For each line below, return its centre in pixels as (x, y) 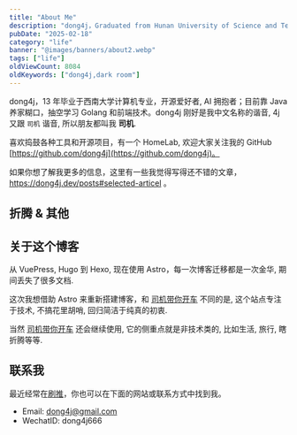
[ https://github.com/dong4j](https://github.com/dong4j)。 (114, 153)
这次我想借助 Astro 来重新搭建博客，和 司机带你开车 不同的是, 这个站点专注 (145, 299)
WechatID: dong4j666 (62, 420)
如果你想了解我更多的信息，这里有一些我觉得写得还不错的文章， (125, 172)
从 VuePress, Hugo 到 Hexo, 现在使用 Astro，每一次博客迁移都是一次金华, (143, 269)
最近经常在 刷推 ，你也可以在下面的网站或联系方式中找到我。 (118, 393)
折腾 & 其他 (39, 214)
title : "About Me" (43, 17)
